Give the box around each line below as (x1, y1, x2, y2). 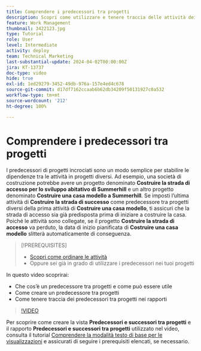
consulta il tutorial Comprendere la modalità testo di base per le (6, 331, 163, 338)
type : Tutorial (6, 31, 44, 37)
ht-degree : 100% (6, 103, 47, 109)
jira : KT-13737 (6, 64, 44, 71)
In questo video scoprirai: (6, 271, 69, 279)
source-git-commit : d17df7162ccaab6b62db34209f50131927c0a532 (6, 87, 165, 93)
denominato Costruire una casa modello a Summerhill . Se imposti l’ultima (6, 192, 190, 199)
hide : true (6, 75, 33, 81)
